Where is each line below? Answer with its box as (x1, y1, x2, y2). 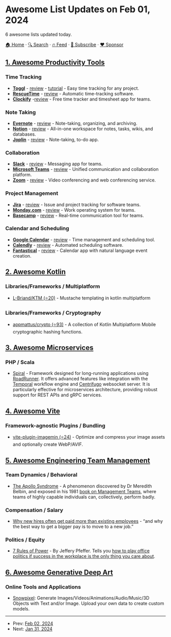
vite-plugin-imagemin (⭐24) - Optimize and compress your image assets (12, 434, 165, 440)
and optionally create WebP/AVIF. (12, 441, 83, 447)
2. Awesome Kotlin (5, 268, 66, 276)
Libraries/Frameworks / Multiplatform (5, 283, 100, 290)
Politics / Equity (5, 537, 45, 544)
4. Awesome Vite (5, 406, 60, 415)
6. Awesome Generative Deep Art (5, 568, 113, 577)
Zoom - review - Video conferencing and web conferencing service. (12, 177, 156, 183)
